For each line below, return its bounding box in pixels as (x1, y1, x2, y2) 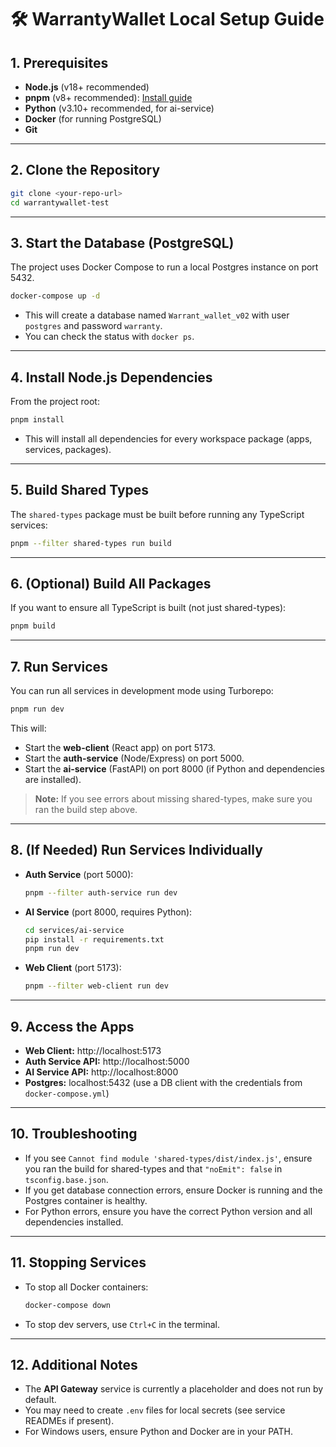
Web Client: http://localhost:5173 (24, 1045, 162, 1056)
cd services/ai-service (24, 925, 125, 935)
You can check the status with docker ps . (24, 331, 195, 343)
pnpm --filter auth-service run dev (24, 887, 178, 898)
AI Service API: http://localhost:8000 (24, 1066, 179, 1078)
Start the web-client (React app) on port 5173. (24, 742, 216, 753)
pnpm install (10, 415, 65, 425)
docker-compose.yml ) (24, 1087, 110, 1099)
